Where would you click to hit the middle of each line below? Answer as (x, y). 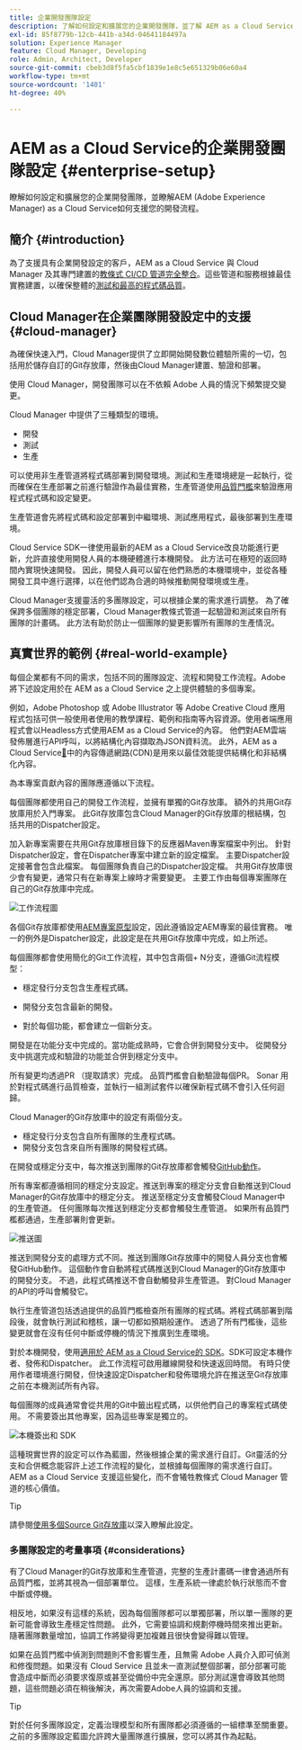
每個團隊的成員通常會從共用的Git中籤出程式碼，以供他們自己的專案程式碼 (145, 1404)
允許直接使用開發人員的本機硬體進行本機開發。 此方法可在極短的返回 (152, 559)
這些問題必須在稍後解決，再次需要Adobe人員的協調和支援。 (136, 1689)
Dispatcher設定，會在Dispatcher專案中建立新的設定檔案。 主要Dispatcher (146, 855)
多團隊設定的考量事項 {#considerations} (98, 1550)
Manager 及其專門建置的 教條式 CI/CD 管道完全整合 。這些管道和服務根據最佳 (151, 274)
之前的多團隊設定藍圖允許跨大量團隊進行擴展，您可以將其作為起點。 (135, 1737)
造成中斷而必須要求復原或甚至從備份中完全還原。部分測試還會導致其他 (147, 1677)
